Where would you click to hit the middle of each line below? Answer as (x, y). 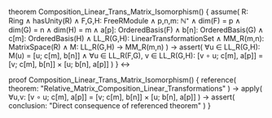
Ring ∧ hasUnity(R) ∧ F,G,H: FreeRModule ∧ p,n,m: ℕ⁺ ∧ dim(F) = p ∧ (125, 21)
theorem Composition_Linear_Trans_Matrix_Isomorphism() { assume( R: (128, 12)
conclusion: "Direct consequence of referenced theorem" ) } (110, 105)
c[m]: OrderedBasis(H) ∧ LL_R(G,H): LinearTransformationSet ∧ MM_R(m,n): (136, 38)
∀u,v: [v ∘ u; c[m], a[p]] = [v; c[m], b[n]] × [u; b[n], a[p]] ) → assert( (122, 97)
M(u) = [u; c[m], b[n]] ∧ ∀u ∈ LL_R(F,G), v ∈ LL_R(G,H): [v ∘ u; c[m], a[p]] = (136, 55)
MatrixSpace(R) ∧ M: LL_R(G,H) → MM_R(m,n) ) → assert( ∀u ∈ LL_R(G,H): (134, 47)
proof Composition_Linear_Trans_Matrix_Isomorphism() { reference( (123, 80)
